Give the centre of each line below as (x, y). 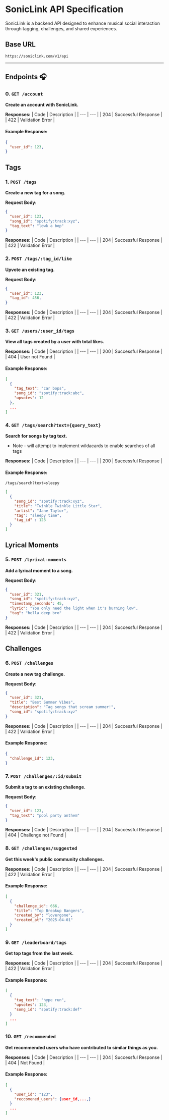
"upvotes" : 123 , (31, 1005)
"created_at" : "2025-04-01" (44, 920)
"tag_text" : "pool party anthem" (45, 815)
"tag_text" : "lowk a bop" (37, 226)
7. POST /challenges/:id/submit (44, 776)
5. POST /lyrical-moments (36, 560)
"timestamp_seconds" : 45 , (37, 604)
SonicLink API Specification (64, 9)
